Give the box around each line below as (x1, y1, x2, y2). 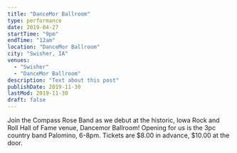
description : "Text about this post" (7, 76, 120, 84)
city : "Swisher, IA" (7, 51, 69, 58)
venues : (7, 57, 31, 64)
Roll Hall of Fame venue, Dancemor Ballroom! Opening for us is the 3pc (7, 124, 216, 132)
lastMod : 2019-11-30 (7, 90, 69, 97)
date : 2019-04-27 (7, 23, 59, 31)
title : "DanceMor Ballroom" (7, 10, 91, 18)
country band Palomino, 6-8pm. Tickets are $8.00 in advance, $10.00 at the (7, 131, 230, 139)
